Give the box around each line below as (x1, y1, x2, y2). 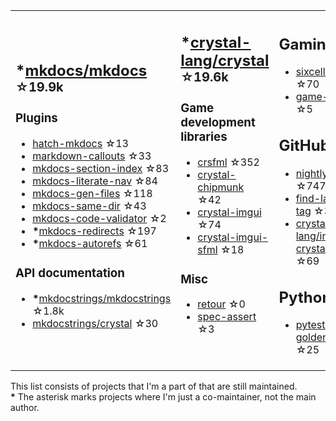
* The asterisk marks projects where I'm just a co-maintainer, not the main (10, 391, 317, 403)
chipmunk (197, 180, 245, 194)
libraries (180, 129, 228, 144)
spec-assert (197, 310, 257, 324)
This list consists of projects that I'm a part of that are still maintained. (10, 380, 298, 393)
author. (10, 402, 40, 414)
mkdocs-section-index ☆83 (32, 162, 170, 176)
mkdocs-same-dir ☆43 (32, 199, 147, 213)
